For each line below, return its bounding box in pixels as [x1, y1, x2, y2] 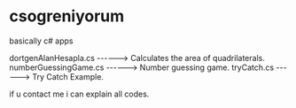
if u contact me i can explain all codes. [9, 89, 150, 99]
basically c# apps [9, 35, 74, 46]
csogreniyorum [9, 6, 125, 27]
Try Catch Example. [32, 71, 105, 81]
